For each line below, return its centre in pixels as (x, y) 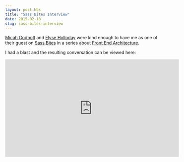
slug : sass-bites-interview (34, 24)
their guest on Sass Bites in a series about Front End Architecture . (72, 43)
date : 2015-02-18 (23, 19)
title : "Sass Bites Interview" (37, 14)
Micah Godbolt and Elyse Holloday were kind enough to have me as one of (81, 38)
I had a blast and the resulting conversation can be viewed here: (71, 53)
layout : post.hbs (23, 10)
